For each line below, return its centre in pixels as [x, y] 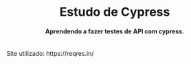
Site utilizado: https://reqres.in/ [50, 54]
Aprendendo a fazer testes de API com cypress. [115, 31]
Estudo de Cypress [115, 12]
